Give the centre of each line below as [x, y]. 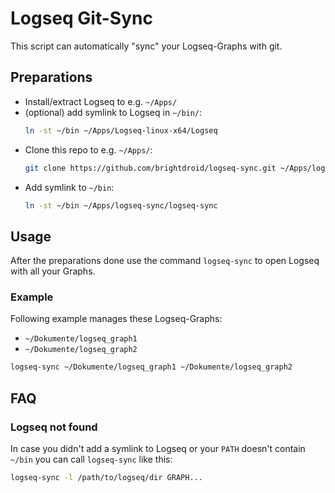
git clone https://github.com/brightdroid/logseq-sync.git [150, 168]
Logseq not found [54, 427]
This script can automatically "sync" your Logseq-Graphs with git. [146, 46]
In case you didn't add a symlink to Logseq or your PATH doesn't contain [158, 449]
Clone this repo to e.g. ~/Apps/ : [88, 149]
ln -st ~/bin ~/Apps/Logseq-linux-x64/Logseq [121, 130]
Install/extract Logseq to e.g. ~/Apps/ [101, 101]
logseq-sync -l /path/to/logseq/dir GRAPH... [106, 478]
